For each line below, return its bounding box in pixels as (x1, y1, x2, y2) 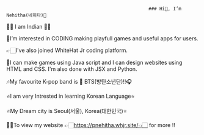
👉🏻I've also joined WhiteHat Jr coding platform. (6, 46, 128, 54)
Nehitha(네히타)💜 (6, 12, 47, 18)
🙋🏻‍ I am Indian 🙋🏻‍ (6, 23, 51, 30)
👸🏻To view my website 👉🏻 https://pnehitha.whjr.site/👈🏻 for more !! (6, 122, 175, 128)
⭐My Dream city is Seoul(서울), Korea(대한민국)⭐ (6, 108, 127, 114)
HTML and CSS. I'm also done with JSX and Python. (6, 65, 137, 73)
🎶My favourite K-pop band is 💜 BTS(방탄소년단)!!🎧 (6, 78, 133, 85)
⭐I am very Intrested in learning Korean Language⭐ (6, 92, 136, 100)
